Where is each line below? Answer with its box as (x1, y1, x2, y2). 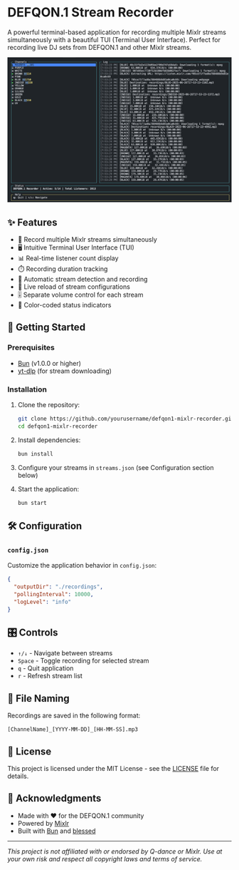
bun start (17, 499, 48, 506)
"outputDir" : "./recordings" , (14, 583, 103, 590)
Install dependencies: (17, 436, 81, 444)
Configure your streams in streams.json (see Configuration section (17, 463, 214, 471)
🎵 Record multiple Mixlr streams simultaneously (17, 235, 158, 244)
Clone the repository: (17, 401, 80, 409)
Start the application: (17, 484, 80, 493)
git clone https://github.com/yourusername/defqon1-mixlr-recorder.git (17, 415, 235, 423)
